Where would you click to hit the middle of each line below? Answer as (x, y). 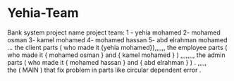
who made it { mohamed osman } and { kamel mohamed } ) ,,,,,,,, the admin (116, 55)
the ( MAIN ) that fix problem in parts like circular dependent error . (104, 70)
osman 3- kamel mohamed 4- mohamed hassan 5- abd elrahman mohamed (117, 39)
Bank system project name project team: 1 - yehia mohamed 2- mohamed (114, 32)
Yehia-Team (43, 13)
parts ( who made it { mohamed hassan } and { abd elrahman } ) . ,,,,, (107, 62)
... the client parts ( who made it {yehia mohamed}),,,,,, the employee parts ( (117, 47)
